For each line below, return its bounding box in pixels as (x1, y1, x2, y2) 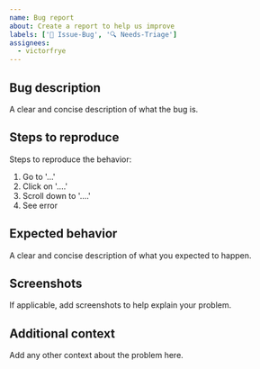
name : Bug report (9, 13, 75, 22)
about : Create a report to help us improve (9, 22, 175, 31)
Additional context (9, 326, 115, 341)
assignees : (9, 38, 50, 48)
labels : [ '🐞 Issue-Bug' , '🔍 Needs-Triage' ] (9, 30, 177, 39)
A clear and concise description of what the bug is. (9, 103, 199, 114)
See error (22, 200, 58, 211)
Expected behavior (9, 226, 118, 241)
